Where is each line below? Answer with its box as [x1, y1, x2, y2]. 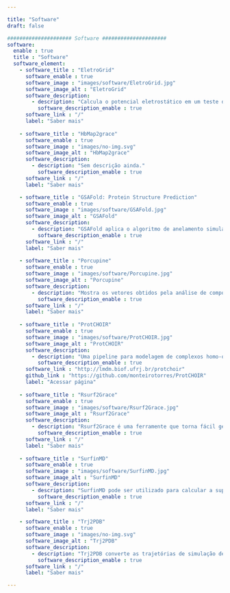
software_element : [13, 60, 66, 67]
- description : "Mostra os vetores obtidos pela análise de [31, 289, 207, 296]
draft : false [7, 22, 44, 29]
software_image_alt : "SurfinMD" [25, 474, 121, 481]
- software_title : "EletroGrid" [19, 66, 115, 73]
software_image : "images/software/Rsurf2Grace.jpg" [25, 404, 179, 411]
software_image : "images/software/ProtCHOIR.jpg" [25, 334, 173, 341]
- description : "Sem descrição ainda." [31, 162, 146, 169]
